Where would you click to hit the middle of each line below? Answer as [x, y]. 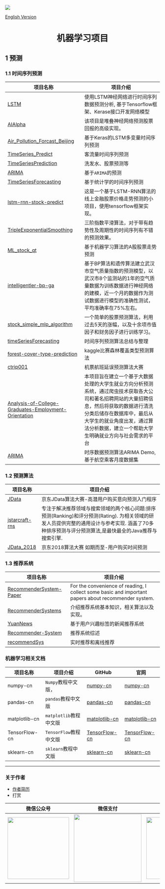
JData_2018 [22, 547]
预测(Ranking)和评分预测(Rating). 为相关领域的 [95, 516]
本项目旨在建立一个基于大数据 [119, 376]
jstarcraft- [20, 520]
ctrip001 [18, 367]
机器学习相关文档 [25, 658]
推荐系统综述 [85, 633]
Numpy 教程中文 [61, 682]
